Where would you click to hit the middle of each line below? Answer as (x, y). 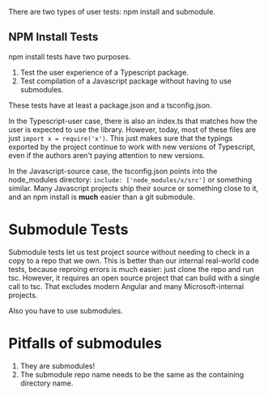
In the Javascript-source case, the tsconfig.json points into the (113, 171)
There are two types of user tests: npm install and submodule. (112, 12)
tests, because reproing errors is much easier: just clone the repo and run (131, 269)
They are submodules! (57, 366)
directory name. (47, 383)
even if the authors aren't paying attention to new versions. (106, 155)
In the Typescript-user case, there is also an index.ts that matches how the (133, 121)
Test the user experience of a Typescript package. (104, 72)
